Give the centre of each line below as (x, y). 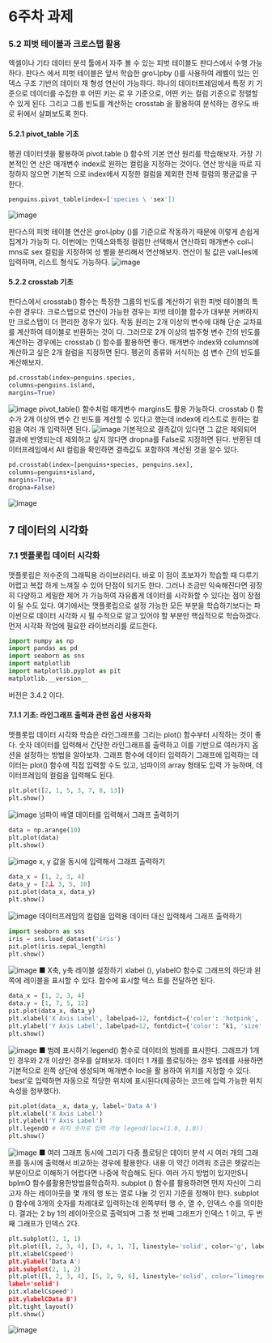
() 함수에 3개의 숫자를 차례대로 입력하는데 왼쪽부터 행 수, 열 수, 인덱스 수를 (125, 1204)
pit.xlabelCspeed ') (41, 1292)
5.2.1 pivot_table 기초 (44, 134)
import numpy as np (41, 641)
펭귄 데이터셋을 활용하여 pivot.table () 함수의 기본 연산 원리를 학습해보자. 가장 (131, 153)
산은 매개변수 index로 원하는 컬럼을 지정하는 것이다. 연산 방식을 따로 (146, 164)
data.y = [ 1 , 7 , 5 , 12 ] (49, 1003)
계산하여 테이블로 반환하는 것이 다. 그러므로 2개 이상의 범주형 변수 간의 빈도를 (138, 331)
